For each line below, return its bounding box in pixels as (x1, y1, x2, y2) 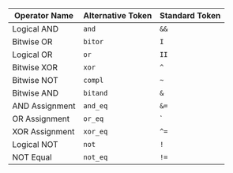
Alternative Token (83, 10, 152, 21)
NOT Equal (12, 152, 53, 163)
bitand (83, 88, 108, 97)
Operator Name (14, 10, 73, 21)
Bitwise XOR (12, 62, 58, 73)
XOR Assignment (12, 126, 75, 137)
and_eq (83, 102, 108, 110)
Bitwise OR (12, 36, 53, 47)
